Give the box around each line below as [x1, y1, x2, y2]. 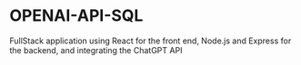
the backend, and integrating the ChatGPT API [9, 44, 183, 55]
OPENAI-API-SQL [9, 5, 144, 26]
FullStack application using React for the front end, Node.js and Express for [9, 35, 292, 46]
